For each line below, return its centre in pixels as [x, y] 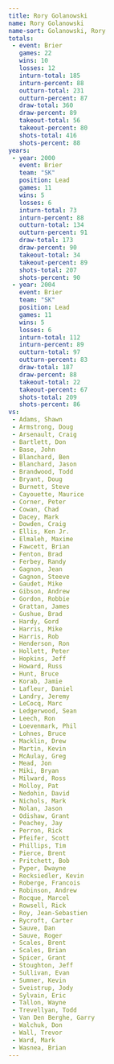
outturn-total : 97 [50, 352]
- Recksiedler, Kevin [48, 876]
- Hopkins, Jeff [39, 659]
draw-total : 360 [46, 105]
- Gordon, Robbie [41, 599]
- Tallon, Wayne [39, 1003]
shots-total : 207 [48, 270]
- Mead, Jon [32, 764]
